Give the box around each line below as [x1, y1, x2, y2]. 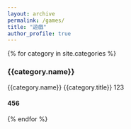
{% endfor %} [7, 114, 48, 123]
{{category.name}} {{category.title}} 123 [7, 82, 125, 92]
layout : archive [7, 10, 55, 18]
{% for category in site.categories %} [7, 49, 117, 58]
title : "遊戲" [7, 23, 47, 30]
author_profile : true [7, 30, 72, 37]
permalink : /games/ [7, 17, 65, 24]
